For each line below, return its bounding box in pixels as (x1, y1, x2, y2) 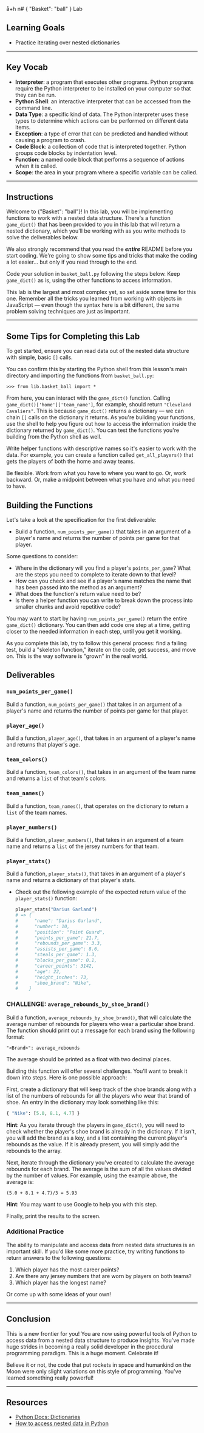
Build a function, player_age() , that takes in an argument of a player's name (6, 734, 196, 742)
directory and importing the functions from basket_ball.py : (6, 372, 154, 379)
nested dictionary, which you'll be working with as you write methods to (6, 227, 186, 234)
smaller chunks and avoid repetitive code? (15, 603, 121, 610)
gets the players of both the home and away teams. (6, 458, 135, 465)
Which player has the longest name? (15, 1279, 106, 1286)
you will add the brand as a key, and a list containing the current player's (6, 1134, 188, 1141)
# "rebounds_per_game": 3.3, (15, 940, 103, 946)
